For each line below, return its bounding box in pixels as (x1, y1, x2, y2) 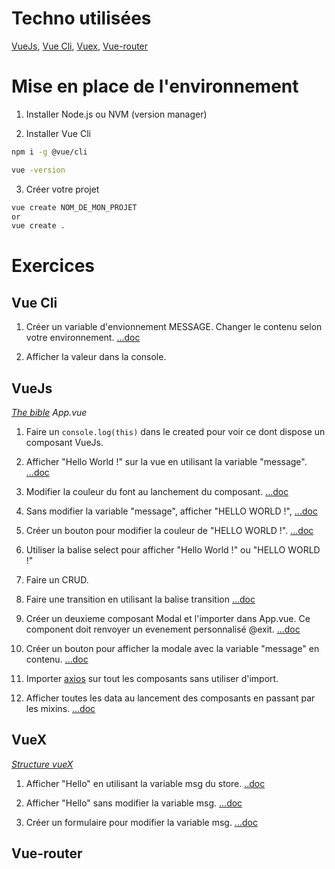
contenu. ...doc (25, 653, 89, 666)
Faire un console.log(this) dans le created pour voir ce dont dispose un (25, 426, 326, 438)
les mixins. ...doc (25, 703, 96, 715)
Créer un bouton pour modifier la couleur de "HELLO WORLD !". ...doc (25, 525, 314, 537)
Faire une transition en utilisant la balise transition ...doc (25, 593, 256, 606)
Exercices (11, 255, 95, 277)
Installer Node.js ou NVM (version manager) (25, 108, 208, 120)
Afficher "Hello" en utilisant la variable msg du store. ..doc (25, 777, 266, 789)
